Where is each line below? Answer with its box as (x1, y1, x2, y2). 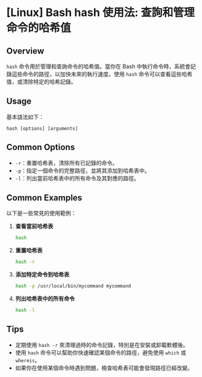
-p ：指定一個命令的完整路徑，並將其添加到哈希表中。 (15, 167, 150, 174)
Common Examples (6, 192, 83, 203)
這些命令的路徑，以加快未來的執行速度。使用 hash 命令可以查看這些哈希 (11, 70, 193, 77)
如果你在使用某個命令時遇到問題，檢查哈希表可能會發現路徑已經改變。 (15, 364, 193, 371)
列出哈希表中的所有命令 (15, 295, 75, 302)
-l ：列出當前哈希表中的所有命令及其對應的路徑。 (15, 174, 140, 181)
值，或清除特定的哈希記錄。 (6, 78, 77, 85)
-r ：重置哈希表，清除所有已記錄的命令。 (15, 159, 118, 166)
